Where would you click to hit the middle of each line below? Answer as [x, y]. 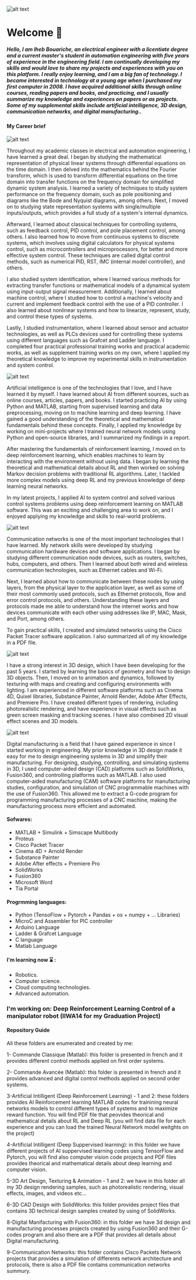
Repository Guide [28, 1030]
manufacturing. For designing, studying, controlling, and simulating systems [98, 762]
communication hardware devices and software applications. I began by [93, 551]
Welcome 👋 [35, 33]
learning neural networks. [38, 486]
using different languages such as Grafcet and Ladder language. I [85, 340]
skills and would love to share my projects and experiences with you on [95, 68]
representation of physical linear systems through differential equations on [96, 163]
